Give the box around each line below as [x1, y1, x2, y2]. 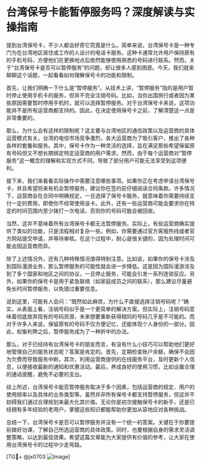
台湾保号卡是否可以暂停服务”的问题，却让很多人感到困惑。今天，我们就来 [14, 64, 194, 71]
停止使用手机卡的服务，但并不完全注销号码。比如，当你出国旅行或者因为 [11, 91, 190, 99]
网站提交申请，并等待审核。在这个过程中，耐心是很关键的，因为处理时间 [11, 234, 190, 242]
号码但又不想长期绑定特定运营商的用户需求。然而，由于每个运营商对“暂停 [11, 149, 193, 157]
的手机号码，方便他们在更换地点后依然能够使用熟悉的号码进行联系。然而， [6, 56, 190, 64]
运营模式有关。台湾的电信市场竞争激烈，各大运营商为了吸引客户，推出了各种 [6, 134, 195, 142]
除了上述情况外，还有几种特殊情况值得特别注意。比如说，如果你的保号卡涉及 [6, 255, 195, 262]
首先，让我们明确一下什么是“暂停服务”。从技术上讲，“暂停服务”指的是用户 [6, 84, 188, 91]
